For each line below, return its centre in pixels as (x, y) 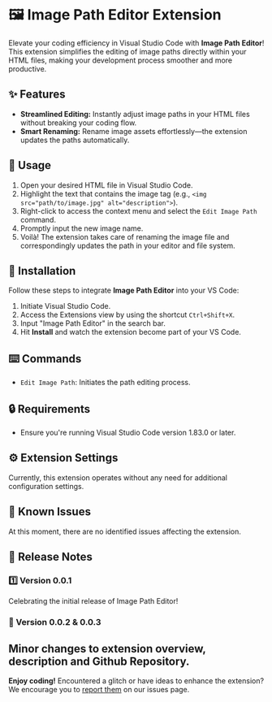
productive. (28, 68)
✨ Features (37, 95)
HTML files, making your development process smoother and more (121, 60)
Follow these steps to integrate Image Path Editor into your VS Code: (124, 290)
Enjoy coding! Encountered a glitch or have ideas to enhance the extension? (136, 681)
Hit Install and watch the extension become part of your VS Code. (131, 332)
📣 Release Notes (51, 557)
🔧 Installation (42, 271)
